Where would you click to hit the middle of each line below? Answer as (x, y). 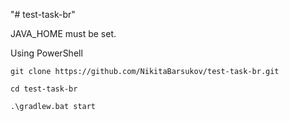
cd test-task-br (44, 89)
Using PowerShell (46, 53)
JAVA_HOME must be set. (63, 33)
